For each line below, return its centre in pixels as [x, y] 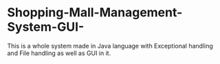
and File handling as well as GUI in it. [59, 53]
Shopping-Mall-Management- [95, 13]
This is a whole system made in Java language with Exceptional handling [110, 46]
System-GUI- [46, 27]
